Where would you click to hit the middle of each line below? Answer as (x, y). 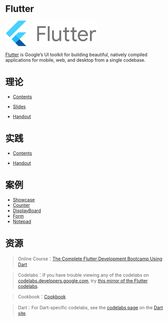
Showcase (23, 200)
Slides (19, 106)
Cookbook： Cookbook (42, 297)
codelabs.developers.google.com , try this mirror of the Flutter (83, 281)
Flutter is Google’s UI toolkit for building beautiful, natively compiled (76, 55)
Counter (21, 205)
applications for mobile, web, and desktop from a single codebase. (75, 60)
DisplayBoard (27, 210)
